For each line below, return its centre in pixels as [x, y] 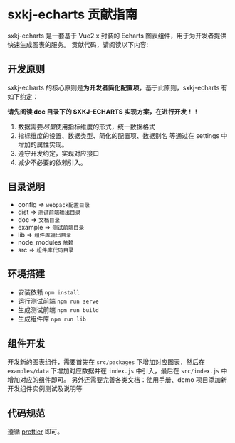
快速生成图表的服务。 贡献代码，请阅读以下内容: [78, 44]
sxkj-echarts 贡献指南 [73, 15]
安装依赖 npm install [49, 292]
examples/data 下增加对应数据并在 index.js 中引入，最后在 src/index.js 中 [117, 371]
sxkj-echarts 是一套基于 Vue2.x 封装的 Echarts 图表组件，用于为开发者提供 [117, 36]
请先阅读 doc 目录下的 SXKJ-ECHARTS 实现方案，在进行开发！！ [103, 112]
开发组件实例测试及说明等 [45, 389]
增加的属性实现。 [43, 144]
